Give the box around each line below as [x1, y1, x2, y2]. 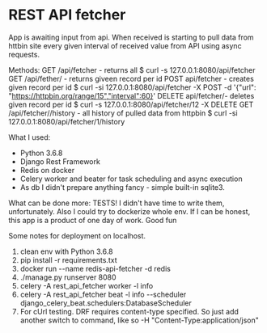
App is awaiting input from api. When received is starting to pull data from [8, 32, 254, 42]
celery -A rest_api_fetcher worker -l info [19, 280, 154, 290]
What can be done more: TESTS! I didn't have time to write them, [8, 198, 225, 208]
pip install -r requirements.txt [19, 255, 117, 264]
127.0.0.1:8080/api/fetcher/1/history [8, 116, 125, 126]
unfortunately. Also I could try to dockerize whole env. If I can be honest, [8, 206, 251, 216]
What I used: [8, 132, 51, 142]
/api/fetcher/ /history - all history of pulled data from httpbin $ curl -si [8, 107, 238, 118]
